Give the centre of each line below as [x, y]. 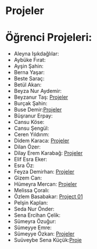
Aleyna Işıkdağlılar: [36, 54]
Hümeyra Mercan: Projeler [45, 184]
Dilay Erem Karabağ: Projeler [48, 153]
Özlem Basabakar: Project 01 [48, 196]
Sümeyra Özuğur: [35, 222]
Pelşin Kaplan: [31, 203]
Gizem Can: [28, 178]
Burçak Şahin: [30, 103]
